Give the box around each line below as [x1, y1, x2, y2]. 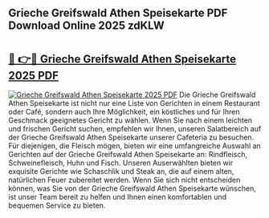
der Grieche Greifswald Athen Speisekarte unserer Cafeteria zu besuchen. [8, 132, 255, 142]
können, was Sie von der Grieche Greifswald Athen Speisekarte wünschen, [8, 184, 257, 193]
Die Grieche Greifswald [179, 90, 256, 99]
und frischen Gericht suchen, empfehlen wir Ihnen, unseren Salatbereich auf [8, 124, 262, 133]
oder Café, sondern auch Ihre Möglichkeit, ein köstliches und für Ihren [8, 107, 240, 116]
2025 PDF [8, 68, 59, 83]
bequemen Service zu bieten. [8, 200, 106, 210]
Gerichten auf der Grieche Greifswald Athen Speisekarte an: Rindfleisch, [8, 150, 248, 159]
